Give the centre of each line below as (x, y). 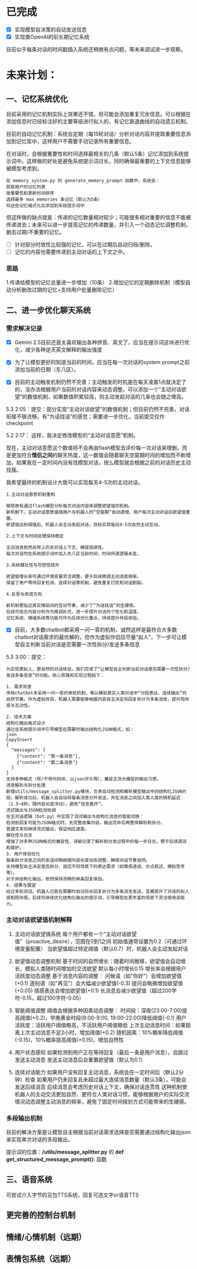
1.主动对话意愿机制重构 (31, 495)
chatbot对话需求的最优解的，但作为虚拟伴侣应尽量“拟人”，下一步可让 (98, 637)
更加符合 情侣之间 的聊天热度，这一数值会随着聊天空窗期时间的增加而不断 (98, 455)
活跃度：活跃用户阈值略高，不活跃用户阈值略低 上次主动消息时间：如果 (100, 1025)
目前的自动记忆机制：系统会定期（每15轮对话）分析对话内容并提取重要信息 (96, 134)
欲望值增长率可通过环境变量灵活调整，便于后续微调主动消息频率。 (74, 577)
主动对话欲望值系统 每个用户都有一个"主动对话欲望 (76, 934)
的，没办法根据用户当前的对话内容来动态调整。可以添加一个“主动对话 (98, 389)
